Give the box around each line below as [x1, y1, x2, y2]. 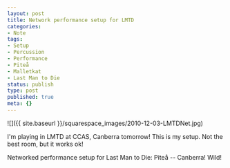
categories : [7, 23, 41, 30]
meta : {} [7, 100, 32, 107]
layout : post [7, 10, 45, 17]
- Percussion [7, 49, 45, 56]
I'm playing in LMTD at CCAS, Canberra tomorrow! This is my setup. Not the [7, 132, 223, 140]
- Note [7, 29, 26, 37]
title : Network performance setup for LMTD [7, 17, 135, 24]
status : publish [7, 81, 54, 88]
